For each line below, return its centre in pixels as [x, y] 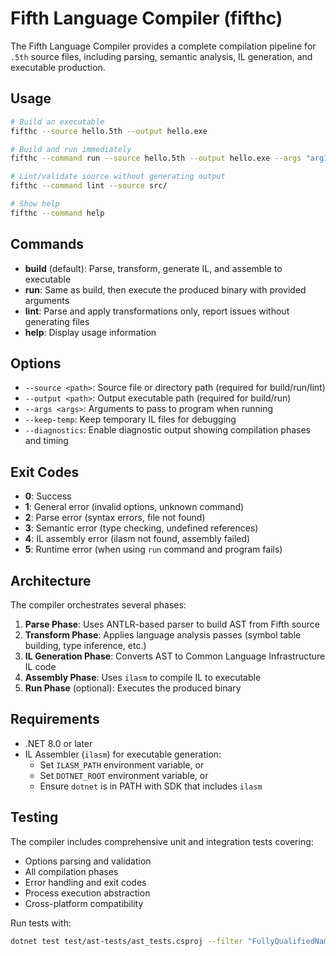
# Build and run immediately [71, 149]
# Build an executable [57, 122]
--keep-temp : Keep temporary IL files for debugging [130, 419]
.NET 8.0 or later [58, 743]
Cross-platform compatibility [84, 903]
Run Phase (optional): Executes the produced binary [133, 688]
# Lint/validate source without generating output [118, 177]
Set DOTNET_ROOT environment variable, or [124, 775]
